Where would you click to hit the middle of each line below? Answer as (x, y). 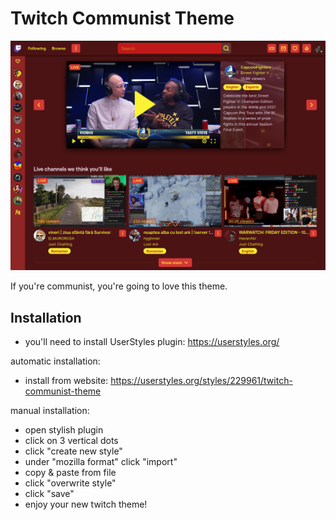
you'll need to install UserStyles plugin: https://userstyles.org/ (152, 341)
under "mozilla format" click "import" (101, 461)
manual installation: (50, 410)
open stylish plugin (64, 429)
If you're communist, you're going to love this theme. (119, 286)
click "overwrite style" (70, 483)
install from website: (66, 380)
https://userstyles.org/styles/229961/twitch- (201, 380)
